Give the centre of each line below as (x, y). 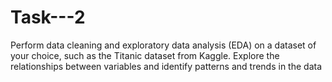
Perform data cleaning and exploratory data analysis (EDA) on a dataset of (163, 45)
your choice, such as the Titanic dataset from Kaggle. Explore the (145, 55)
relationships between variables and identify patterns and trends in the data (166, 66)
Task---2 (48, 17)
